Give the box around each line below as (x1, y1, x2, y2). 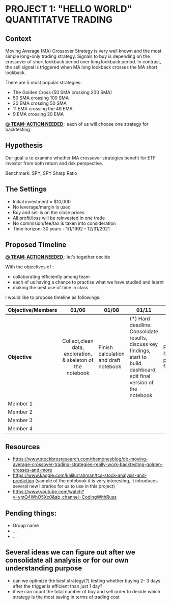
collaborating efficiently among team (12, 274, 90, 280)
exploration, (63, 351, 93, 358)
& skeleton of (62, 357, 94, 364)
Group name (12, 522, 39, 529)
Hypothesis (5, 141, 43, 150)
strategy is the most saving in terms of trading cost (12, 594, 120, 600)
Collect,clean (62, 338, 94, 345)
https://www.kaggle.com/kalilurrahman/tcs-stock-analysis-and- (12, 472, 147, 478)
